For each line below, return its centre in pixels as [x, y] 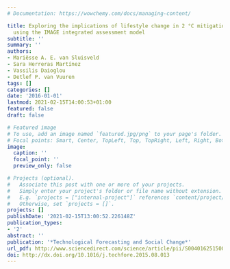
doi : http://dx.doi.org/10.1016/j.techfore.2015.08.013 [88, 255]
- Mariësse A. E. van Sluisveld [53, 58]
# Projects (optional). [41, 178]
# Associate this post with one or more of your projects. [96, 185]
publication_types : [35, 223]
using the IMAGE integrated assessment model [79, 32]
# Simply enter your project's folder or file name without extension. [115, 191]
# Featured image [32, 128]
